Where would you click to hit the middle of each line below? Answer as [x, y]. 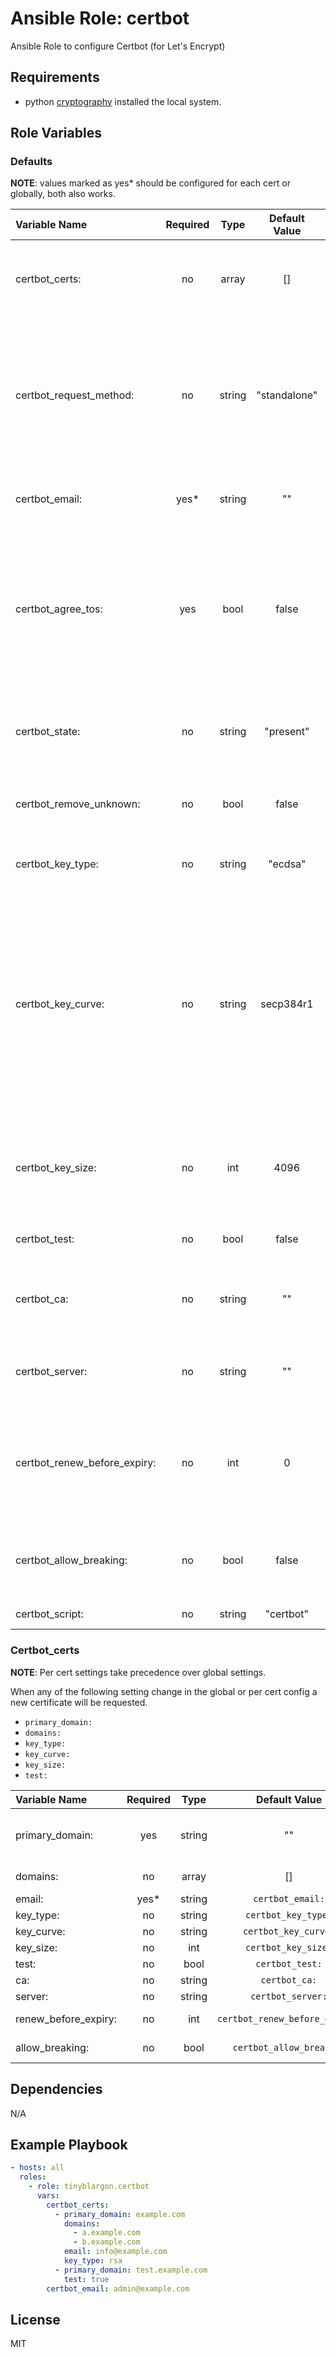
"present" [287, 732]
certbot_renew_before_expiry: [86, 1463]
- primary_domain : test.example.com [131, 2270]
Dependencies [56, 2089]
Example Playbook [69, 2144]
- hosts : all [37, 2168]
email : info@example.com [115, 2252]
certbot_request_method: [75, 395]
